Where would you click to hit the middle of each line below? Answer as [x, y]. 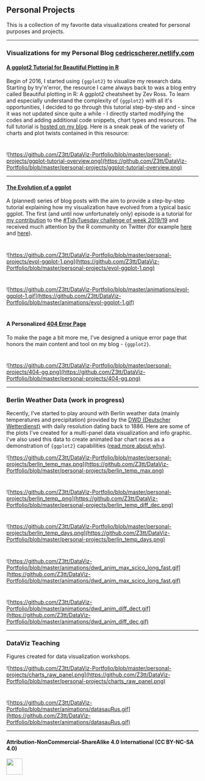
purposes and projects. [36, 31]
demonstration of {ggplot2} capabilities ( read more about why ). [86, 445]
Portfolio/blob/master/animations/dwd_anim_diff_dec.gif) [77, 621]
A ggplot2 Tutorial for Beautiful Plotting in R [63, 67]
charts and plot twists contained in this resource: [68, 133]
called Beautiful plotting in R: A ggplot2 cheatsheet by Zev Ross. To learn [98, 94]
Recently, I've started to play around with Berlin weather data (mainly [93, 413]
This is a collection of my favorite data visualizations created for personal [98, 24]
